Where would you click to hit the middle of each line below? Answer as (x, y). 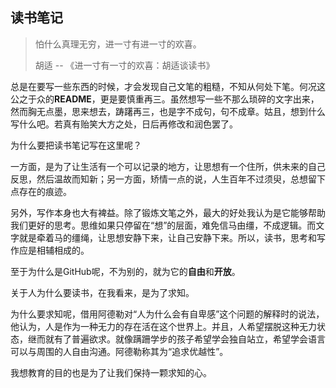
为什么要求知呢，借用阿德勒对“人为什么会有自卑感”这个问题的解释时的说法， (167, 314)
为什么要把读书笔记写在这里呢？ (76, 145)
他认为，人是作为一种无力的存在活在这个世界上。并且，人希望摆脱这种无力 (163, 326)
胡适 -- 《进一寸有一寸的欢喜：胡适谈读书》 (124, 65)
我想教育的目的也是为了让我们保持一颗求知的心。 (111, 372)
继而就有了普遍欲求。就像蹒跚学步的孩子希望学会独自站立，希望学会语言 (176, 339)
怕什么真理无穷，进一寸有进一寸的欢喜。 (118, 44)
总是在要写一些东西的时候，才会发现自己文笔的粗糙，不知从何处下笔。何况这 (168, 86)
